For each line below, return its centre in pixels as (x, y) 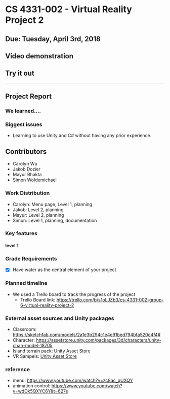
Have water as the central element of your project (64, 270)
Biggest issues (24, 124)
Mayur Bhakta (27, 175)
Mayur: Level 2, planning (38, 215)
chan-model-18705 (33, 345)
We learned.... (23, 111)
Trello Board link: (38, 300)
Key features (22, 234)
